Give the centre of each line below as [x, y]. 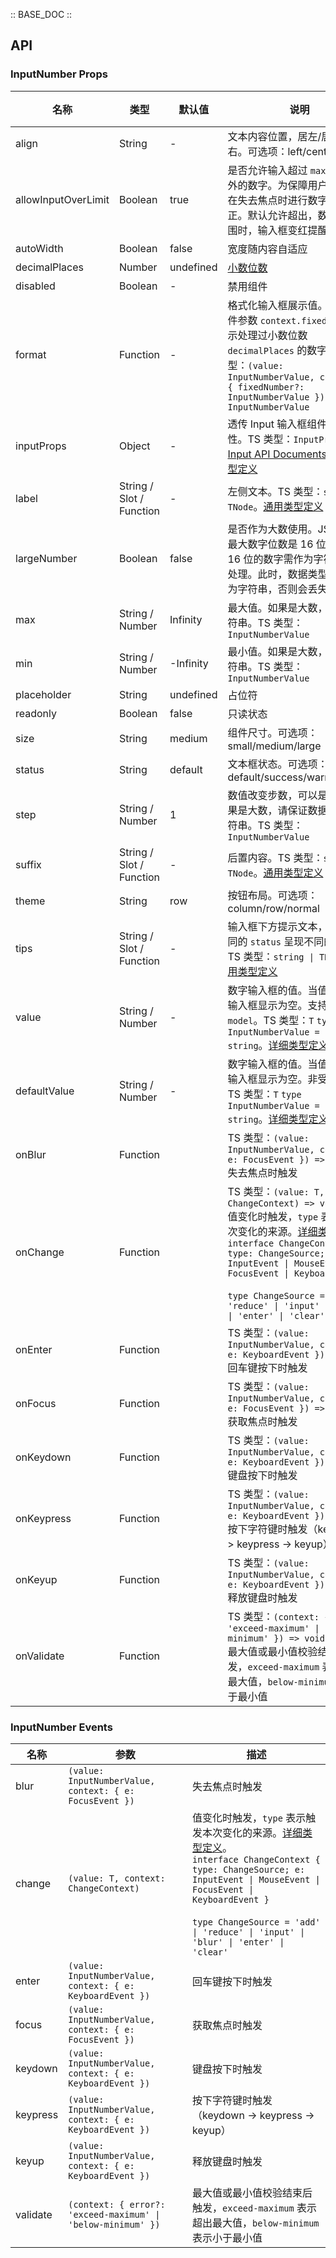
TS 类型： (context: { [278, 1616]
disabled [35, 286]
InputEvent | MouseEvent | [256, 1879]
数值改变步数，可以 [272, 795]
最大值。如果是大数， [277, 607]
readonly [36, 713]
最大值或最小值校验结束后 [252, 2192]
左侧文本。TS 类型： [275, 491]
